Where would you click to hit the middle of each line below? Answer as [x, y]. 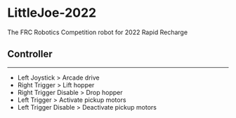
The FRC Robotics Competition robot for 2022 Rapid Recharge [98, 32]
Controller [30, 54]
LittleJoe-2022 [52, 13]
